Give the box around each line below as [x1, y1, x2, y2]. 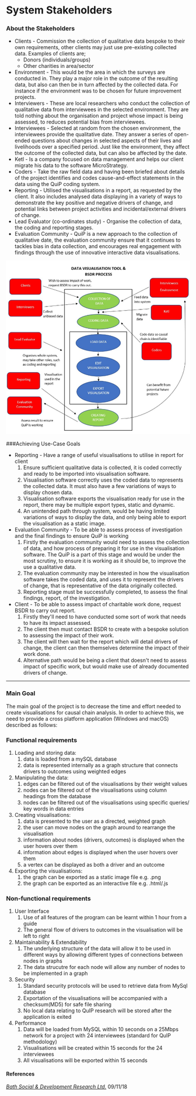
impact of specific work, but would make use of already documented [23, 663, 189, 670]
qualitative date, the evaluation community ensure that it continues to [14, 236, 181, 243]
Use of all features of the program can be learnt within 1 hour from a [23, 914, 187, 921]
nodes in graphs [23, 957, 62, 964]
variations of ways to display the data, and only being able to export [23, 514, 187, 521]
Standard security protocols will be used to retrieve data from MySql [23, 982, 188, 990]
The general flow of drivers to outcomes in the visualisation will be [23, 926, 183, 933]
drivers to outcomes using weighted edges [23, 768, 127, 775]
